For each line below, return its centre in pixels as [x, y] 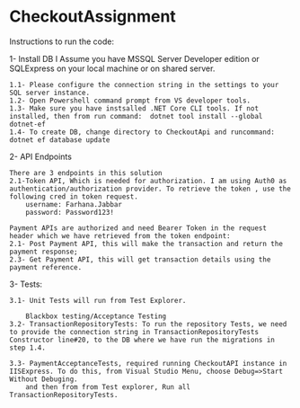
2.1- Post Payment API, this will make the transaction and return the [146, 244]
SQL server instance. [50, 93]
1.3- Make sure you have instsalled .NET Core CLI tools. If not [134, 108]
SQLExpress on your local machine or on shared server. [112, 68]
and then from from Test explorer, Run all [108, 387]
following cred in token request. [74, 196]
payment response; [44, 252]
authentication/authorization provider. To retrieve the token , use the [150, 189]
